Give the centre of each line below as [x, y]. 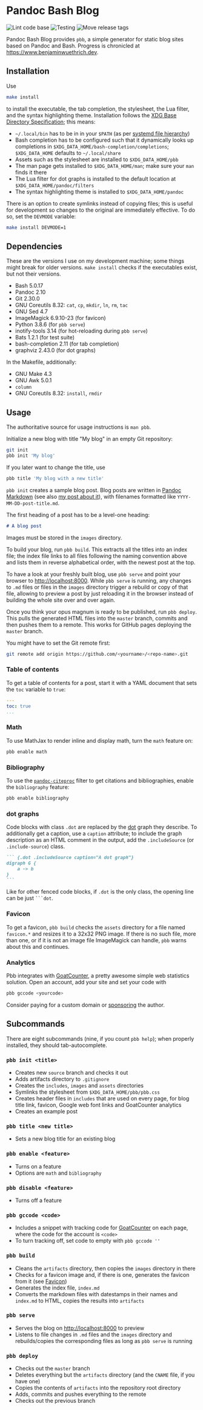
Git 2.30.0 [27, 299]
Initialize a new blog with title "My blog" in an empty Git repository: [89, 439]
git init [17, 450]
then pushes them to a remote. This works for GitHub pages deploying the [99, 625]
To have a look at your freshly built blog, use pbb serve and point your [93, 574]
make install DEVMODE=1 [36, 227]
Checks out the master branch [52, 1369]
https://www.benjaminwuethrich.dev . [52, 52]
